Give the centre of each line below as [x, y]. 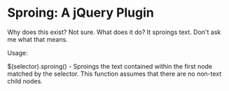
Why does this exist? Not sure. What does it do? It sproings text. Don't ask [114, 32]
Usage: [18, 53]
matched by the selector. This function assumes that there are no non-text [114, 74]
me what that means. [37, 39]
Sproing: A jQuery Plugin [81, 13]
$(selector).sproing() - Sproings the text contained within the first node [110, 66]
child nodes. [25, 81]
